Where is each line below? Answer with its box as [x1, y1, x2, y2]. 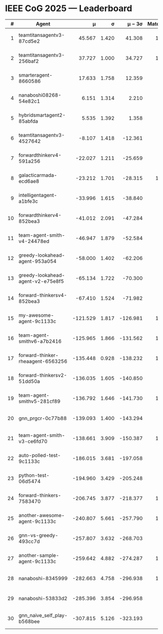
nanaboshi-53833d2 [18, 595, 68, 601]
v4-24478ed [18, 238, 49, 244]
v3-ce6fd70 [18, 438, 48, 444]
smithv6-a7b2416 [18, 338, 62, 344]
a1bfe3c [18, 197, 38, 204]
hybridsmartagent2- [18, 112, 66, 118]
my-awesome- [18, 311, 54, 318]
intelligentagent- [18, 192, 57, 198]
